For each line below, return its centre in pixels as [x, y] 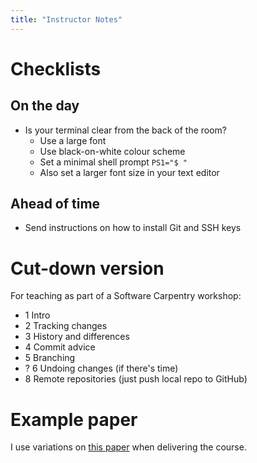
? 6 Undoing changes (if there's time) [101, 368]
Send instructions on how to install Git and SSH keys [133, 228]
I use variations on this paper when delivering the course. [128, 447]
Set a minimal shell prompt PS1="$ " [113, 162]
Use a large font [73, 140]
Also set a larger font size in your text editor [129, 172]
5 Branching [50, 358]
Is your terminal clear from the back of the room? [126, 130]
